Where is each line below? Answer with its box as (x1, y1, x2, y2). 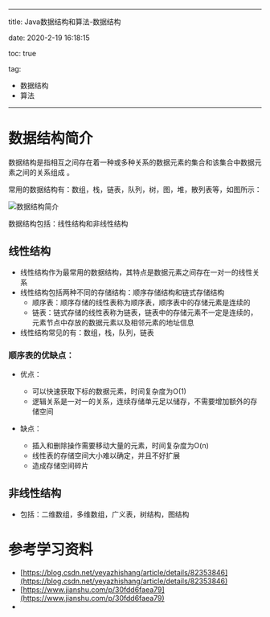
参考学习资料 (8, 541, 94, 559)
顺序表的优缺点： (8, 349, 75, 361)
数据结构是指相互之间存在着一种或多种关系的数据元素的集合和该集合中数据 (8, 157, 255, 167)
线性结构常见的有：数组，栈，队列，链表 (19, 327, 154, 337)
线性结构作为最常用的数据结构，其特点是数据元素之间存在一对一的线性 (19, 267, 253, 277)
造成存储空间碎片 (31, 461, 89, 471)
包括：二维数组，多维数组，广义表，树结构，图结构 (19, 509, 190, 519)
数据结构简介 (8, 129, 94, 148)
